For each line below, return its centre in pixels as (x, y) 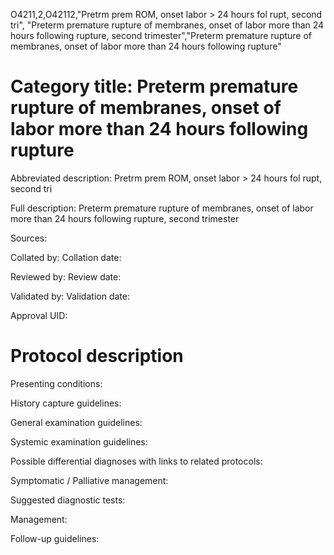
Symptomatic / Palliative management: (89, 480)
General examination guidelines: (76, 422)
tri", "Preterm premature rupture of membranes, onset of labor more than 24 (167, 25)
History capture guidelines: (66, 403)
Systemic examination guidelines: (79, 441)
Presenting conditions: (56, 383)
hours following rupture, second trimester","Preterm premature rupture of (161, 35)
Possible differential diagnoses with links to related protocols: (136, 461)
